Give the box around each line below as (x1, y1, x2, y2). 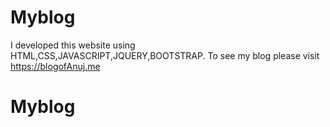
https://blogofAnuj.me (10, 60, 101, 72)
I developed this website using (10, 39, 136, 51)
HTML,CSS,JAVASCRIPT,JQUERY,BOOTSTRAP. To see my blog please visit (10, 49, 320, 61)
